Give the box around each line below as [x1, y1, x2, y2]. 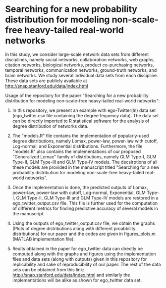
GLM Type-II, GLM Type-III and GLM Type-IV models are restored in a [16, 194, 159, 201]
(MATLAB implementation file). [12, 236, 75, 242]
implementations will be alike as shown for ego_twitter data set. [12, 277, 142, 283]
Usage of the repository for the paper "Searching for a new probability [5, 93, 149, 98]
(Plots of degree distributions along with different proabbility [12, 225, 136, 231]
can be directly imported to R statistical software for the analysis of [12, 118, 150, 124]
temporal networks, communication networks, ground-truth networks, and [5, 67, 157, 73]
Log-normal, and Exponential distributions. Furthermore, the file [12, 143, 143, 149]
